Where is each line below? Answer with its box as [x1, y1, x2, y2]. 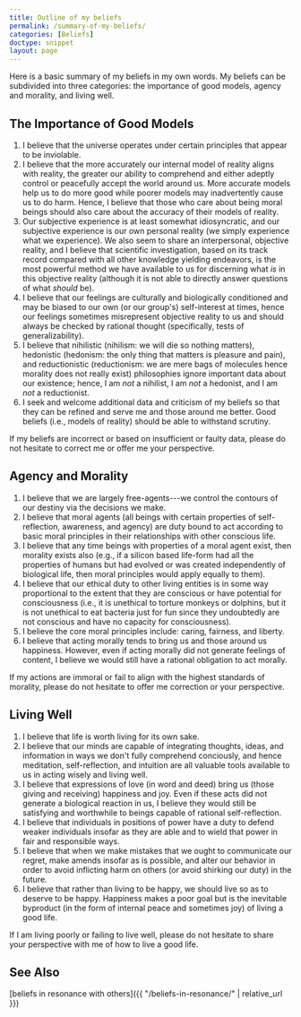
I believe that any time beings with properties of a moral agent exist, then [21, 539, 292, 551]
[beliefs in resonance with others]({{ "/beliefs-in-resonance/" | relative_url [9, 988, 283, 999]
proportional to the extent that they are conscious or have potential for [21, 588, 282, 599]
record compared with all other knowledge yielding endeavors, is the [21, 254, 276, 264]
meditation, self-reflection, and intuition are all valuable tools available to [21, 759, 290, 771]
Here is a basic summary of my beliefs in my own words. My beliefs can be [9, 71, 287, 82]
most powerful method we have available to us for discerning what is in [21, 263, 286, 274]
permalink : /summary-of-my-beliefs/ [9, 22, 146, 30]
